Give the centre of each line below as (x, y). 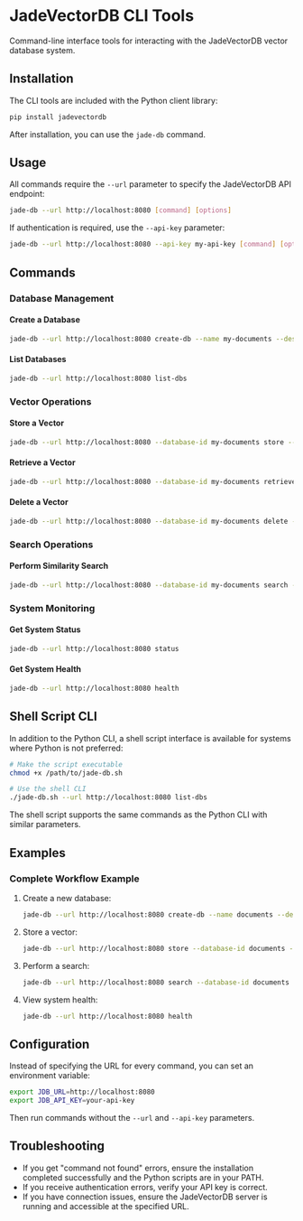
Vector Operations (50, 401)
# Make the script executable (66, 764)
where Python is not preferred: (66, 748)
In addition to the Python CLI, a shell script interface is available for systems (150, 738)
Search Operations (51, 545)
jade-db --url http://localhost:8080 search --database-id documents (156, 982)
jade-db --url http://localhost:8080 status (94, 648)
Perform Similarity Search (59, 566)
